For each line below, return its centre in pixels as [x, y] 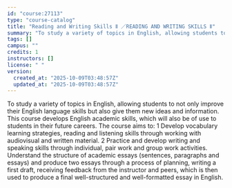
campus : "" [23, 46]
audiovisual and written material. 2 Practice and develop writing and [104, 141]
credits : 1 [23, 53]
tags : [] [20, 39]
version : [20, 71]
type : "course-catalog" [41, 20]
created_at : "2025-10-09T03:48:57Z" [66, 78]
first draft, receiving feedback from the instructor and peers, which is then [113, 170]
